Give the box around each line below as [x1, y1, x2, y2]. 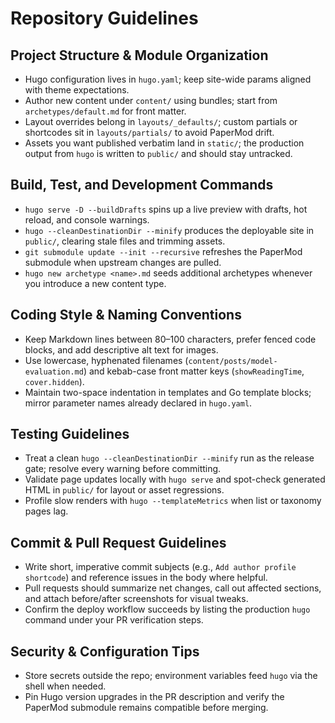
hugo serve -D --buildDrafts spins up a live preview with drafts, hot [24, 203, 308, 215]
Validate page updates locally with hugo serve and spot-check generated [24, 473, 326, 486]
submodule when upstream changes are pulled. [24, 256, 222, 268]
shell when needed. [24, 680, 107, 692]
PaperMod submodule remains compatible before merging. [24, 702, 269, 714]
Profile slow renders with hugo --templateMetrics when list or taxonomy [24, 495, 322, 507]
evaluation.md [24, 367, 84, 377]
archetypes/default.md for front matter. [24, 105, 187, 117]
